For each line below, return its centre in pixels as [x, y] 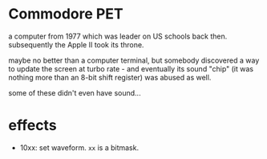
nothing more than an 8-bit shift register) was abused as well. [110, 77]
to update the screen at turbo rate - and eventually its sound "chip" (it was [131, 68]
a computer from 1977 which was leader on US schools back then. [118, 36]
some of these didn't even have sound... [75, 92]
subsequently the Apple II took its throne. [76, 44]
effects [33, 126]
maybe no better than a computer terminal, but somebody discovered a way [134, 60]
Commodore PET [66, 14]
